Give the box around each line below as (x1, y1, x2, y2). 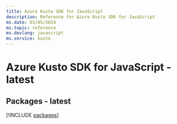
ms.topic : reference (6, 24, 57, 31)
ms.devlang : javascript (6, 30, 64, 36)
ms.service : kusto (6, 36, 51, 41)
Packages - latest (6, 96, 71, 106)
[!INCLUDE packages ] (6, 112, 59, 118)
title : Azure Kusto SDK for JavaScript (6, 8, 103, 15)
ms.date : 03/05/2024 (6, 19, 57, 25)
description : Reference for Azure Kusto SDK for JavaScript (6, 14, 156, 20)
